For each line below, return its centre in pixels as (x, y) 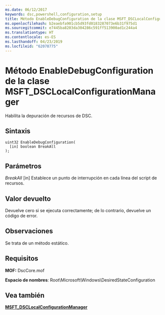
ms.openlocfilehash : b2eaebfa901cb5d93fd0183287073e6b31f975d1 (71, 23)
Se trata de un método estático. (37, 243)
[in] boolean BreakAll (33, 147)
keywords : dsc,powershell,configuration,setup (54, 14)
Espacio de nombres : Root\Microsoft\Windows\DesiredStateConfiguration (80, 280)
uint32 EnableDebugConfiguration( (41, 142)
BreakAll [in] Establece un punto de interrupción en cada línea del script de (81, 178)
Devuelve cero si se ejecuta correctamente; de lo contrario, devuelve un (78, 210)
